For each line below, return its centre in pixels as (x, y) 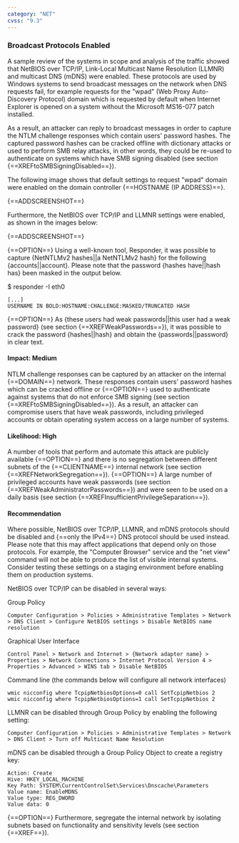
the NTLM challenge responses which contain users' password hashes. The (119, 136)
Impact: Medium (32, 358)
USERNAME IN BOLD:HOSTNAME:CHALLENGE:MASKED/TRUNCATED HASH (99, 306)
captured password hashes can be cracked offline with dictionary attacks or (119, 143)
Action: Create (30, 773)
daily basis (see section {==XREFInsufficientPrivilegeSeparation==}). (109, 497)
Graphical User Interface (44, 641)
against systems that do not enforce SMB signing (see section (99, 397)
